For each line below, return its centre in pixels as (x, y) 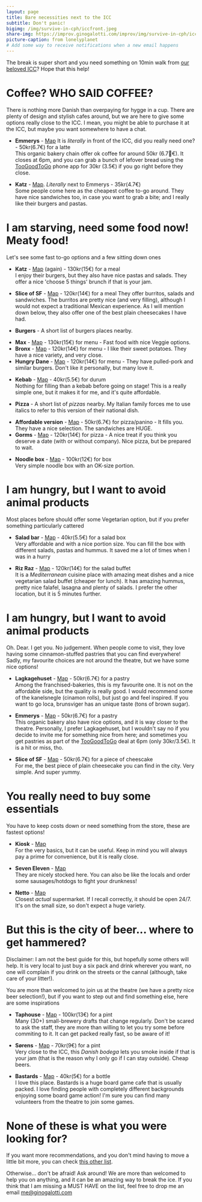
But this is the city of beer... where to (100, 929)
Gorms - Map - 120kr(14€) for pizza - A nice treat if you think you (96, 434)
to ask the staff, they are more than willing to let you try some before (99, 1027)
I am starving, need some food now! (98, 228)
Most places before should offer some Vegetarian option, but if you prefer (98, 519)
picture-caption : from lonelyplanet (52, 40)
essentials (32, 809)
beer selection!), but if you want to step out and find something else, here (97, 996)
